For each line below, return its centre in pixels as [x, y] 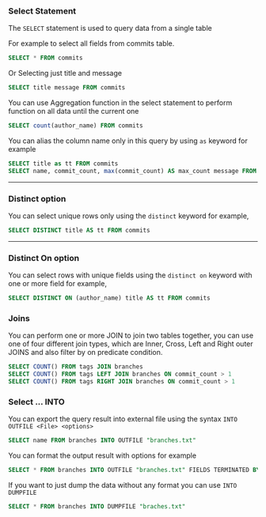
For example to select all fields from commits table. [91, 43]
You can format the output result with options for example [102, 455]
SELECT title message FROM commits [67, 88]
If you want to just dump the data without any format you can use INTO [123, 485]
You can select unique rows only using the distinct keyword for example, [129, 216]
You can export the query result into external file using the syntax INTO [123, 419]
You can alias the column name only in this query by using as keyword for [128, 141]
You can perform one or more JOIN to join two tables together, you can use [131, 336]
